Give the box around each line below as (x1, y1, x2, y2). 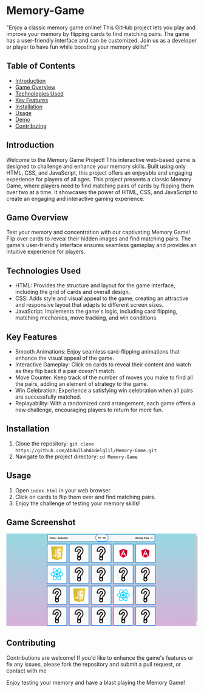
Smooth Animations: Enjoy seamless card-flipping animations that (15, 348, 180, 355)
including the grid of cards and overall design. (15, 288, 131, 296)
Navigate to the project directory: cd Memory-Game (15, 453, 138, 460)
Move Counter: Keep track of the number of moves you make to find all (15, 374, 193, 381)
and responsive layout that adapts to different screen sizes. (15, 301, 164, 309)
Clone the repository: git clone (15, 439, 94, 447)
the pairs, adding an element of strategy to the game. (15, 380, 149, 387)
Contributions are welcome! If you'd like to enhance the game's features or (6, 654, 194, 661)
